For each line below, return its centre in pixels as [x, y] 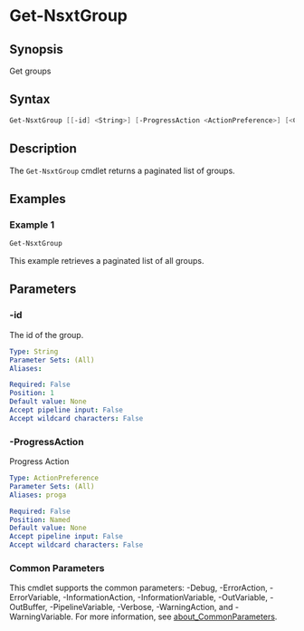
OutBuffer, [28, 607]
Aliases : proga [38, 495]
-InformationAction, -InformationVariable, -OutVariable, [166, 597]
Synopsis [36, 49]
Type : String [34, 351]
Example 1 [32, 225]
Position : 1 [32, 393]
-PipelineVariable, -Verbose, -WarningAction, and [141, 607]
